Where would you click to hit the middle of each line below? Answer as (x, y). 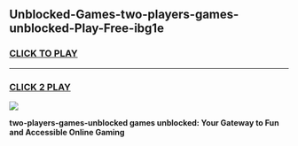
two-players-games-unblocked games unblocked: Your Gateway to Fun (144, 122)
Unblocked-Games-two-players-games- (124, 15)
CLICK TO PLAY (43, 54)
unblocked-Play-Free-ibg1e (86, 29)
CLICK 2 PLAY (40, 87)
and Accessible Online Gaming (67, 132)
